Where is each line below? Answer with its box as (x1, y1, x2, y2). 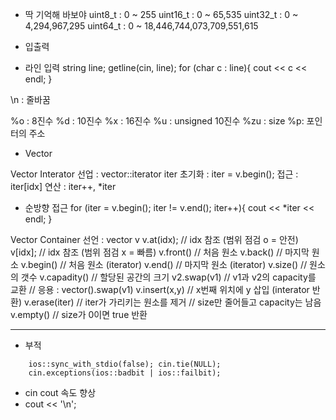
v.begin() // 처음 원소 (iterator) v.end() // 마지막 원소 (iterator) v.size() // (20, 259, 308, 270)
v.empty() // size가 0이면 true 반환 (10, 309, 148, 320)
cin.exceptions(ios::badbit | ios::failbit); (28, 368, 222, 378)
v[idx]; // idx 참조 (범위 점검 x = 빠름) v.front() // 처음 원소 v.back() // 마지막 (10, 246, 310, 258)
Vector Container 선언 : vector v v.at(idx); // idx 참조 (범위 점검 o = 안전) (10, 234, 299, 245)
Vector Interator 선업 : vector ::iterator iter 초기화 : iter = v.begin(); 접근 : (10, 168, 299, 180)
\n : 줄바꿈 (10, 94, 51, 105)
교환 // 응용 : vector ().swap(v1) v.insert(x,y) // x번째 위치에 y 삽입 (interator (10, 284, 310, 295)
